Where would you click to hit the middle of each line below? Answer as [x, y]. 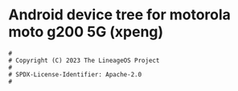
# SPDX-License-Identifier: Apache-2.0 [75, 74]
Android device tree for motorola [120, 15]
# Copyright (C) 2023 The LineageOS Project [84, 60]
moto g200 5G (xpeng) [86, 32]
